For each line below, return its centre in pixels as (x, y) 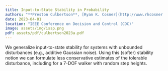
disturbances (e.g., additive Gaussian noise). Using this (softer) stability (79, 52)
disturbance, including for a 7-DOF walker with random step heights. (76, 63)
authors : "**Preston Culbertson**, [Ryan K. (53, 14)
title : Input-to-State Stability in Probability (57, 10)
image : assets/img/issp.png (35, 28)
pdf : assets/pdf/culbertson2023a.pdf (45, 33)
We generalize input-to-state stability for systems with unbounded (74, 47)
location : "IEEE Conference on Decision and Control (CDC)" (70, 24)
